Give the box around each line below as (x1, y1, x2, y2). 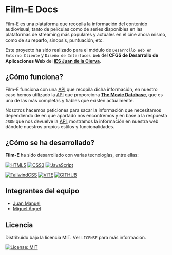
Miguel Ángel (12, 206, 41, 212)
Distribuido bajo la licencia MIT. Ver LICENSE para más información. (5, 234, 146, 241)
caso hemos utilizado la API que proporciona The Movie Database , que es (5, 91, 163, 98)
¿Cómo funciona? (5, 73, 63, 82)
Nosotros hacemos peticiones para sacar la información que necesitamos (5, 107, 162, 113)
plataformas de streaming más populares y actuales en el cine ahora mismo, (5, 31, 167, 37)
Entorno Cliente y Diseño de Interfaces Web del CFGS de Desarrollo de (5, 52, 158, 58)
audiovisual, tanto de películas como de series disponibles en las (5, 26, 143, 32)
